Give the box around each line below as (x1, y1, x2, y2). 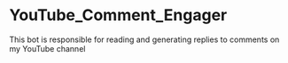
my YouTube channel (9, 43, 86, 53)
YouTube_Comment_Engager (9, 5, 228, 25)
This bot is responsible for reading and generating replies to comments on (9, 34, 280, 45)
